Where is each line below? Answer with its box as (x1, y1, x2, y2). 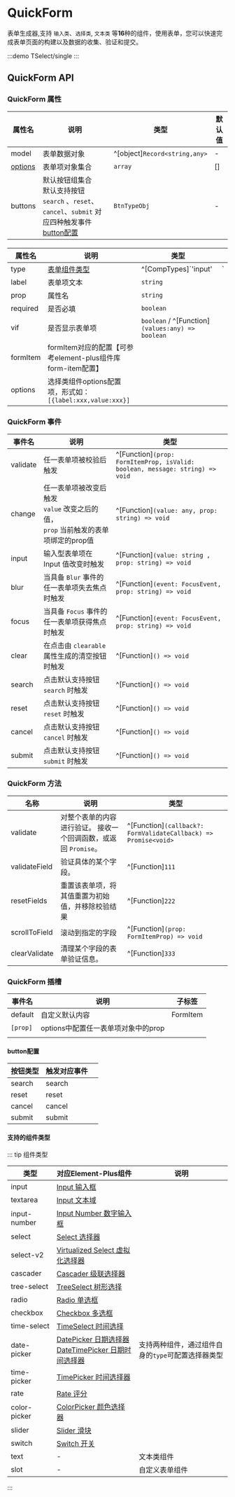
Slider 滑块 (56, 1426, 92, 1435)
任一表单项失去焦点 (43, 583, 107, 593)
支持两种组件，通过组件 (138, 1339, 216, 1349)
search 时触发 (43, 685, 89, 695)
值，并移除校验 (60, 902, 110, 911)
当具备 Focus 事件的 (43, 606, 108, 616)
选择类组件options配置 (48, 377, 122, 387)
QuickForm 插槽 (7, 977, 62, 986)
